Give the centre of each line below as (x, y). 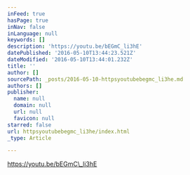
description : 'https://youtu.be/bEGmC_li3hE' (75, 46)
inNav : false (26, 27)
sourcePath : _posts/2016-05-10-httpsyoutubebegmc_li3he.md (95, 79)
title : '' (22, 66)
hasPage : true (28, 20)
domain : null (33, 105)
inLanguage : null (33, 33)
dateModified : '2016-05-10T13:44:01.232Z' (70, 60)
